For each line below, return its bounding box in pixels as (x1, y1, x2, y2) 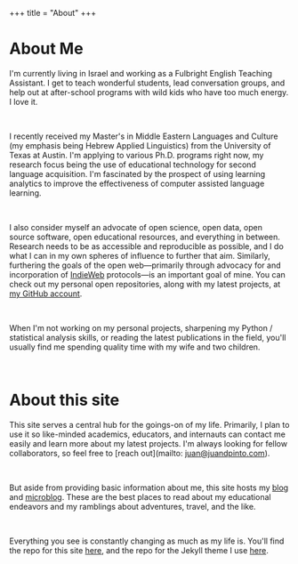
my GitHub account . (9, 288, 83, 299)
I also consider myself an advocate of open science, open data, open (9, 222, 262, 232)
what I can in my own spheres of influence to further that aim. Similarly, (9, 250, 270, 261)
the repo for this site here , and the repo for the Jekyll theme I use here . (9, 544, 270, 555)
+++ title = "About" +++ (9, 8, 97, 18)
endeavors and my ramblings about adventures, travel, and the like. (9, 501, 256, 512)
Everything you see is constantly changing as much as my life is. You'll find (9, 536, 285, 546)
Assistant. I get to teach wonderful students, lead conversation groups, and (9, 77, 286, 88)
